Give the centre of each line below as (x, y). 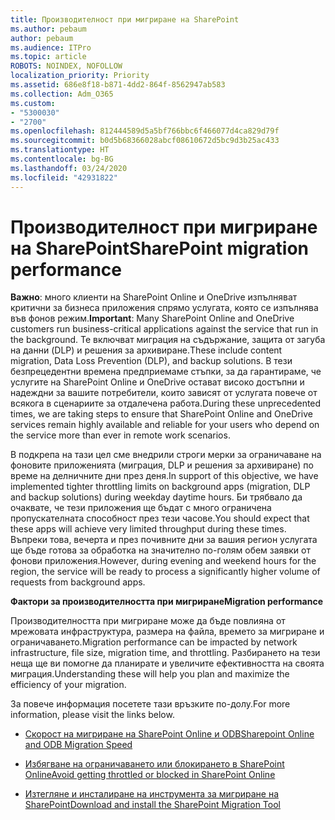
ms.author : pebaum (48, 29)
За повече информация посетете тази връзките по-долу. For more (150, 704)
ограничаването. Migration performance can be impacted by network (154, 642)
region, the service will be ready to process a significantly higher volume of (165, 572)
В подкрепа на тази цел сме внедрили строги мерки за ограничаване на (166, 455)
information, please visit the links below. (92, 715)
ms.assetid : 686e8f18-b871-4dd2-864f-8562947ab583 (118, 85)
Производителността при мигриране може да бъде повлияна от (148, 621)
